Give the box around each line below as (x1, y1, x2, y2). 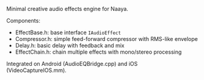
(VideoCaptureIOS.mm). (6, 67, 67, 74)
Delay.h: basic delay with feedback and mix (15, 42, 125, 49)
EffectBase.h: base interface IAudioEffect (15, 29, 121, 36)
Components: (6, 17, 41, 24)
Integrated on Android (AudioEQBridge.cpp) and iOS (6, 60, 138, 67)
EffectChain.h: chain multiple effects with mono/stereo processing (15, 48, 182, 56)
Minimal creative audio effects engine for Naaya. (6, 5, 128, 12)
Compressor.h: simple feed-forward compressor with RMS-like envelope (15, 35, 199, 42)
